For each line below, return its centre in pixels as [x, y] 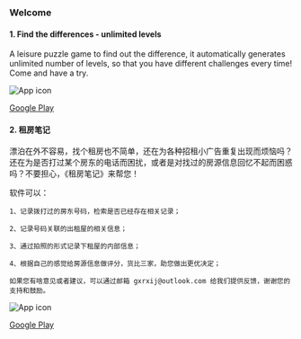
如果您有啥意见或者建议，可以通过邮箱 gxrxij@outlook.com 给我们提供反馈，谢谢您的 [150, 281]
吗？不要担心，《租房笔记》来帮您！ [74, 174]
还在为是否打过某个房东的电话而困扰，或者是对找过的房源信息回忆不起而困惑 [151, 163]
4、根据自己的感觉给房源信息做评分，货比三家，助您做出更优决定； [115, 264]
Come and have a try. [49, 73]
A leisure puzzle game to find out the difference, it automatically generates [147, 54]
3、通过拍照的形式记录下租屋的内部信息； [75, 246]
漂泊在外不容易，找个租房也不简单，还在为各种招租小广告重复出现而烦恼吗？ [151, 151]
